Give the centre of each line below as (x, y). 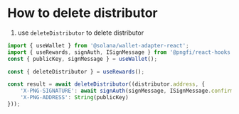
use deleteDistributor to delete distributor (81, 33)
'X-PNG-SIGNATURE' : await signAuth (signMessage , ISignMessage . (116, 91)
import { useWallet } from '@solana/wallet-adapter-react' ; (99, 45)
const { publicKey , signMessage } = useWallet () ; (83, 59)
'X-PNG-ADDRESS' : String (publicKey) (75, 98)
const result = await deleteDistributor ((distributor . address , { (106, 84)
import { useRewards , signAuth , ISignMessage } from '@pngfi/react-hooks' (121, 52)
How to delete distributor (83, 13)
